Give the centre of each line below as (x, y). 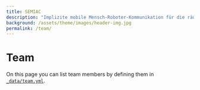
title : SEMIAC (24, 12)
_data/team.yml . (26, 80)
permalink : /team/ (29, 28)
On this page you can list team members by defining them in (80, 75)
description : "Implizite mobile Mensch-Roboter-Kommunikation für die (96, 17)
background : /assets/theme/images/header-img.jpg (69, 23)
